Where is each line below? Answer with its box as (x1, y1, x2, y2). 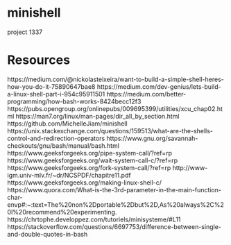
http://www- (172, 163, 208, 171)
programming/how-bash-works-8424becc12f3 (7, 97, 142, 105)
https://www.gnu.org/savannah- (106, 134, 198, 142)
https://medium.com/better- (106, 90, 187, 98)
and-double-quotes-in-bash (7, 230, 88, 238)
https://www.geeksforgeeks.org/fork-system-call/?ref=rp (7, 163, 171, 171)
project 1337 (7, 28, 43, 36)
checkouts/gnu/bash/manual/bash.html (7, 141, 120, 150)
